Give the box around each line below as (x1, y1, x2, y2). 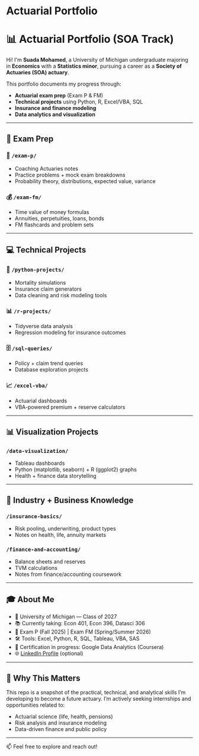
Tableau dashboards (14, 459, 65, 467)
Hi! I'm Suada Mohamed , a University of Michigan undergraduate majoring (6, 56, 188, 64)
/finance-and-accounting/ (6, 546, 81, 553)
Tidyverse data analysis (14, 323, 73, 330)
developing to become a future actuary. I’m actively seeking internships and (6, 695, 191, 702)
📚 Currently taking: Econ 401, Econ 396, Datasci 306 (14, 620, 145, 627)
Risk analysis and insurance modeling (14, 719, 107, 726)
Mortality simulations (14, 279, 66, 286)
